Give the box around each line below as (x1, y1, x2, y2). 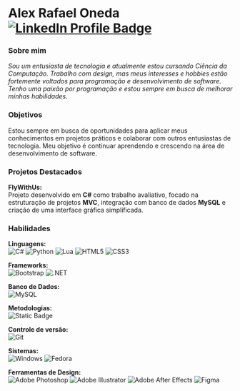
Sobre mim (8, 46, 47, 56)
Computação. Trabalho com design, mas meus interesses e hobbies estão (8, 69, 228, 78)
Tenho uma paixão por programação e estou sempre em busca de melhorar (8, 84, 233, 93)
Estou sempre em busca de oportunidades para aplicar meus (8, 126, 188, 135)
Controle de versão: (8, 325, 69, 334)
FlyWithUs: (8, 183, 42, 192)
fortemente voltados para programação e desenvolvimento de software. (8, 77, 222, 86)
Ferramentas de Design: (8, 368, 81, 377)
